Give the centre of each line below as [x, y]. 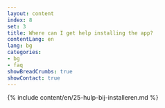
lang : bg [20, 46]
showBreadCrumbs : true [40, 71]
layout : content [31, 13]
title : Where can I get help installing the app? [80, 33]
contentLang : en [31, 39]
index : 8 [20, 20]
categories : [24, 53]
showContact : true [34, 78]
